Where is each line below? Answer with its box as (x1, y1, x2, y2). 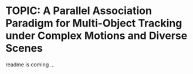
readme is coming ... (5, 60, 55, 68)
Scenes (5, 42, 43, 55)
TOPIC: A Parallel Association (5, 4, 152, 18)
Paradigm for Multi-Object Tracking (5, 16, 182, 30)
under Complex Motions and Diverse (5, 29, 188, 42)
